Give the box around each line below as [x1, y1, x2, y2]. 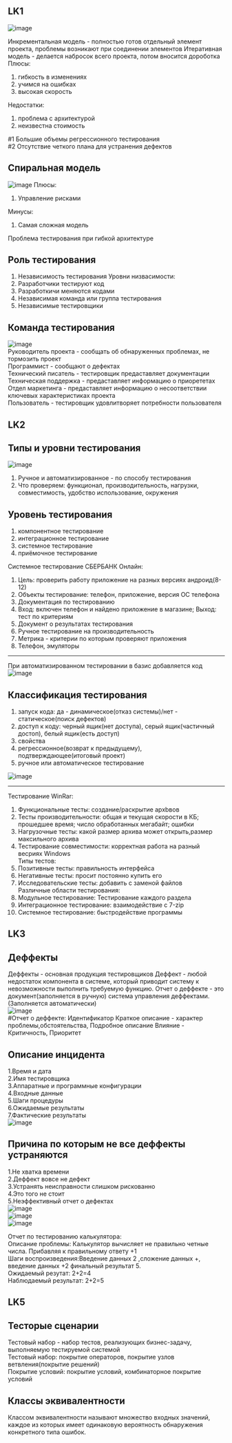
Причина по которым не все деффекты [8, 1138, 186, 1150]
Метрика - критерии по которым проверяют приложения [17, 635, 187, 643]
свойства [17, 737, 45, 745]
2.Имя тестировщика [8, 1074, 70, 1083]
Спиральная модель [8, 162, 101, 174]
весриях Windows [17, 850, 71, 858]
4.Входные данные [8, 1089, 64, 1098]
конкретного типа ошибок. [8, 1428, 87, 1436]
